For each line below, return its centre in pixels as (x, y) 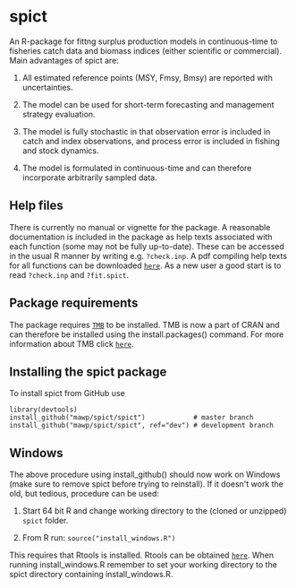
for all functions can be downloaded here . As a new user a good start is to (145, 265)
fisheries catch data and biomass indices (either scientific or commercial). (146, 50)
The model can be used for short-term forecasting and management (148, 104)
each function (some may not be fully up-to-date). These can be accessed (147, 246)
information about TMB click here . (72, 343)
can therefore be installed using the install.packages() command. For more (147, 334)
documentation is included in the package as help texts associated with (141, 237)
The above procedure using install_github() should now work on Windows (145, 475)
